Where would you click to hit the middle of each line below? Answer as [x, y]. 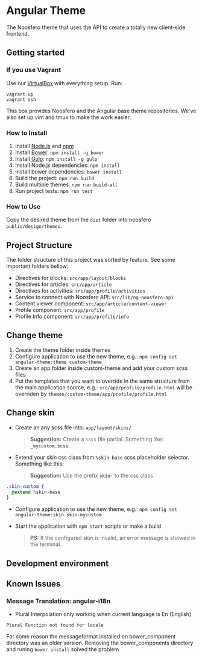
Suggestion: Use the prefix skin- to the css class [92, 475]
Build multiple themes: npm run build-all [66, 184]
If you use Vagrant [34, 70]
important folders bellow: [37, 266]
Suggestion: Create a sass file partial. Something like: [97, 439]
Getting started [36, 53]
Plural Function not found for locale [55, 625]
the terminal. [46, 544]
